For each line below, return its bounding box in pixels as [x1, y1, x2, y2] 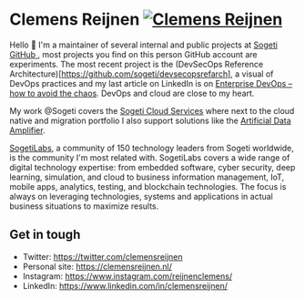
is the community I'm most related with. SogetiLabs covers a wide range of [9, 151, 290, 163]
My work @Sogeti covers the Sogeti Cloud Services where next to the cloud [9, 105, 295, 116]
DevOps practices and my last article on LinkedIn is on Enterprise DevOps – [9, 78, 293, 88]
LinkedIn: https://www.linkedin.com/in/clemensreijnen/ [22, 280, 229, 291]
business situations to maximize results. [9, 201, 159, 212]
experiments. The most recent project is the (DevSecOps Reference [9, 58, 264, 69]
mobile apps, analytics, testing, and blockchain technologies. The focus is [9, 181, 287, 191]
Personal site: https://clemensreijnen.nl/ [22, 261, 173, 272]
